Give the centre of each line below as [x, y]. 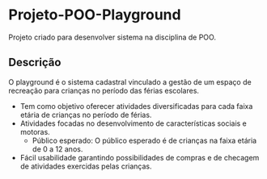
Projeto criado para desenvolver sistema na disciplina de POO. [112, 37]
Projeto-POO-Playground [95, 15]
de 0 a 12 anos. [57, 149]
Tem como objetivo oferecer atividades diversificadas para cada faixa [136, 106]
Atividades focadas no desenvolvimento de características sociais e [133, 123]
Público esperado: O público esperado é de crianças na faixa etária [144, 140]
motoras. [35, 131]
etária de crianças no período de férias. [86, 114]
